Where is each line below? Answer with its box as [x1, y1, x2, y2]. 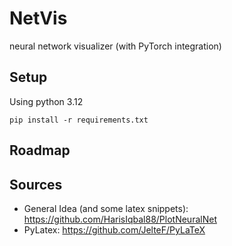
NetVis [9, 7, 68, 30]
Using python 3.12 [9, 95, 84, 107]
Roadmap [9, 142, 71, 159]
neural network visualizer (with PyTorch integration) [9, 40, 222, 52]
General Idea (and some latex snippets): [23, 202, 189, 214]
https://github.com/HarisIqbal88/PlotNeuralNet [23, 213, 217, 225]
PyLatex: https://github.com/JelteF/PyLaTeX [23, 223, 206, 236]
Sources [9, 176, 63, 193]
